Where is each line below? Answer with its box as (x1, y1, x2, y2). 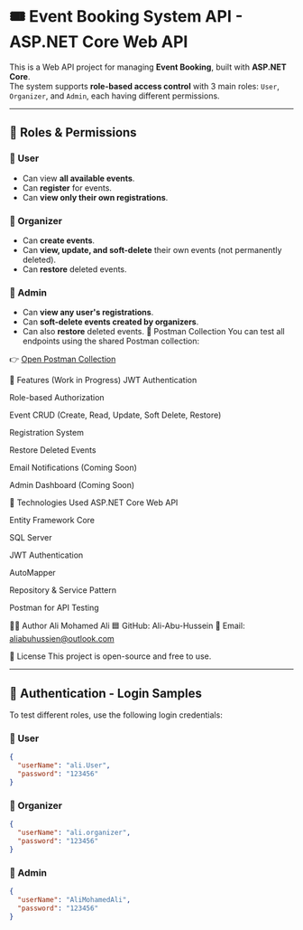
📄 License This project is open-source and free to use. (9, 651, 212, 662)
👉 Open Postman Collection (9, 353, 116, 365)
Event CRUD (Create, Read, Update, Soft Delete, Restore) (9, 409, 222, 420)
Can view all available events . (22, 173, 135, 183)
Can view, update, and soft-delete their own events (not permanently (22, 244, 282, 255)
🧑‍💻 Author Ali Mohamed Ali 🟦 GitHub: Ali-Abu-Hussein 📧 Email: (9, 620, 245, 632)
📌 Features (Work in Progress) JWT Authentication (9, 375, 197, 386)
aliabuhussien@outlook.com (9, 634, 115, 644)
